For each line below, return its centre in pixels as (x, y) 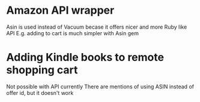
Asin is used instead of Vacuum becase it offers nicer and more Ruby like (97, 27)
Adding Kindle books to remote (85, 58)
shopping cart (42, 70)
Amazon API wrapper (60, 10)
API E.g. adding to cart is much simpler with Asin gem (73, 33)
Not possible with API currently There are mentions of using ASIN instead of (100, 86)
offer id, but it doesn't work (40, 92)
